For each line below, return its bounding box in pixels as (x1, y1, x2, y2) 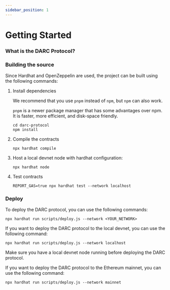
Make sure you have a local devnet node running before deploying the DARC (5, 249, 165, 255)
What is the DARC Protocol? (5, 47, 75, 54)
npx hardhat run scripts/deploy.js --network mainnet (5, 280, 122, 285)
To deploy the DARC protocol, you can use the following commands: (5, 207, 148, 213)
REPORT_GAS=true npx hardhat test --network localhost (12, 183, 131, 188)
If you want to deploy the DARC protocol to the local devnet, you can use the (5, 225, 165, 232)
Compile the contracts (12, 136, 59, 142)
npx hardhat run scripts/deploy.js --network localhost (5, 241, 126, 246)
